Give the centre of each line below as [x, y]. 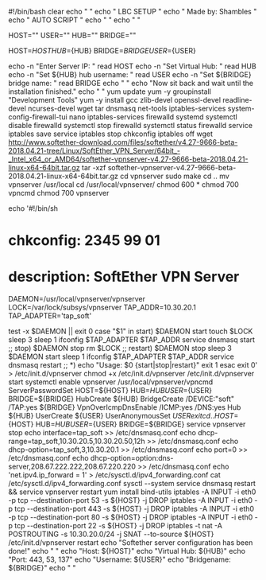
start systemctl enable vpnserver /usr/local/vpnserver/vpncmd [111, 382]
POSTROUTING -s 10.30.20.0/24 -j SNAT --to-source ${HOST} [111, 534]
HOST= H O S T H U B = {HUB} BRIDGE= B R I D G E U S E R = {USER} [102, 51]
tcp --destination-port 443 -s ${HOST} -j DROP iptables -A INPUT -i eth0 [135, 509]
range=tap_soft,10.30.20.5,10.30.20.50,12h [77, 442]
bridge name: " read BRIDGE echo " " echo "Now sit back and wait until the [131, 83]
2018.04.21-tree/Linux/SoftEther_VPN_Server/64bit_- [94, 151]
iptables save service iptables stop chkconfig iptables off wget [110, 134]
